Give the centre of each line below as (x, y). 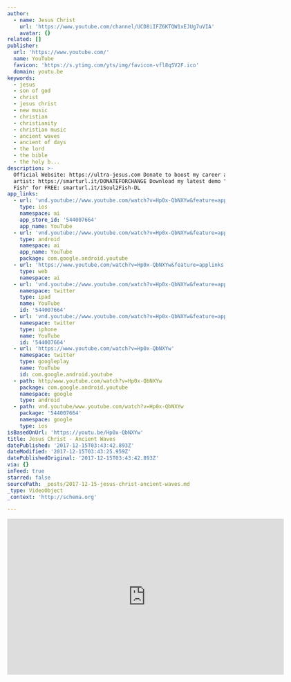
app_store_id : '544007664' (58, 220)
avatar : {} (35, 33)
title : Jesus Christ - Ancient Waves (62, 439)
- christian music (40, 130)
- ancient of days (40, 143)
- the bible (31, 156)
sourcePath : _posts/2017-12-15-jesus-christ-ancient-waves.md (98, 484)
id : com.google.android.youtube (66, 374)
